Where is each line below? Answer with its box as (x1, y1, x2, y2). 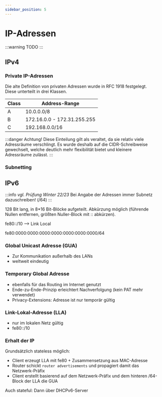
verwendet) (12, 291, 35, 298)
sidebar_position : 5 (5, 7, 47, 12)
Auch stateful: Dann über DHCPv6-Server (5, 388, 88, 394)
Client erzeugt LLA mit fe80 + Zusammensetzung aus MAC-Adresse (12, 358, 148, 364)
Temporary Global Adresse (5, 271, 70, 277)
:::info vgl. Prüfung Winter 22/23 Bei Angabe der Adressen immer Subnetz (5, 192, 153, 198)
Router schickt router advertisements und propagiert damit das (12, 363, 139, 368)
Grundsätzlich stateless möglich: (5, 348, 70, 354)
